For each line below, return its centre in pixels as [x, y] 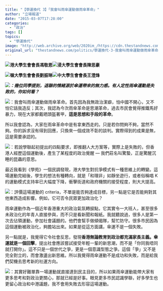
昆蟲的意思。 [26, 159]
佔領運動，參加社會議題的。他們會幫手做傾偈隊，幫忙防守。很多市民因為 [86, 220]
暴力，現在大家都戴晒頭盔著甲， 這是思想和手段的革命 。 [60, 114]
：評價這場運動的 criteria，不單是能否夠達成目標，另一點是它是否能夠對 [81, 192]
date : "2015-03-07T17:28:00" [34, 18]
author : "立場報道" [23, 14]
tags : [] [14, 32]
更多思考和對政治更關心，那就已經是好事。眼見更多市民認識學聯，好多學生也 [81, 277]
